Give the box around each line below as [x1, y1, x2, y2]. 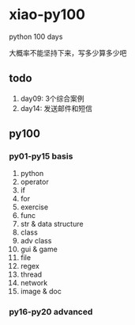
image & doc [20, 287, 62, 296]
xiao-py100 [9, 6, 86, 24]
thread [20, 270, 43, 279]
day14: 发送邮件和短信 [20, 103, 93, 113]
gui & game [20, 244, 58, 254]
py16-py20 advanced [9, 307, 93, 318]
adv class [20, 236, 52, 246]
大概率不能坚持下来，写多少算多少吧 [9, 48, 127, 57]
